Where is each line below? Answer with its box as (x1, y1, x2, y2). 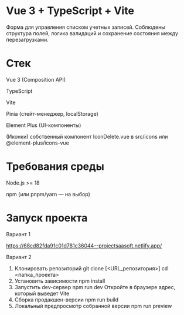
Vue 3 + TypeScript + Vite (6, 4, 135, 18)
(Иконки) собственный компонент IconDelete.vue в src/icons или (6, 133, 168, 140)
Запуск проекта (6, 212, 88, 224)
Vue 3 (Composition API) (6, 76, 66, 83)
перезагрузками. (6, 36, 49, 43)
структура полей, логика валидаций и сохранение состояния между (6, 29, 179, 36)
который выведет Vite (14, 290, 70, 297)
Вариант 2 (6, 253, 32, 260)
